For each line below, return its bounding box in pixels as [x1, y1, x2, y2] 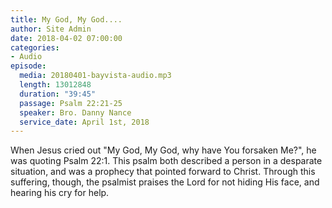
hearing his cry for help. [10, 187, 110, 199]
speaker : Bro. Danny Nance [19, 107, 132, 118]
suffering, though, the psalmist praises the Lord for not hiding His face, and [10, 176, 320, 188]
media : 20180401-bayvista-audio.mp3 [19, 71, 172, 81]
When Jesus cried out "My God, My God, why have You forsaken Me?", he [10, 144, 317, 156]
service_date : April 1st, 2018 [19, 117, 150, 127]
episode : [10, 61, 47, 71]
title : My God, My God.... [10, 14, 123, 25]
